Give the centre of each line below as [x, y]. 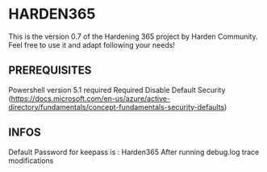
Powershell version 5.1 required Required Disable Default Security [117, 90]
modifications [31, 160]
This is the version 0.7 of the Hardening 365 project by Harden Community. [133, 36]
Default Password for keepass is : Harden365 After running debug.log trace [134, 152]
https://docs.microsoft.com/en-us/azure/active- [91, 99]
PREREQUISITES [50, 71]
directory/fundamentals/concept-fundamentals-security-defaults [117, 107]
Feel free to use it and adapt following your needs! [92, 44]
